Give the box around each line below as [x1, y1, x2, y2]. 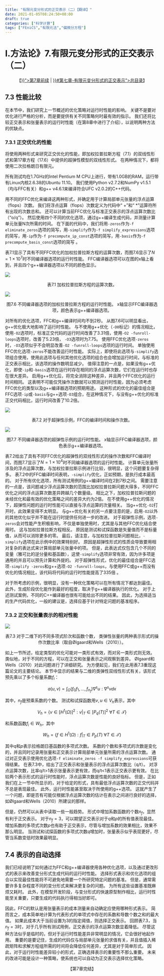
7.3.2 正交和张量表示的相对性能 [5, 612, 78, 619]
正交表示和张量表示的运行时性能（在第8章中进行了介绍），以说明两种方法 [9, 119, 155, 125]
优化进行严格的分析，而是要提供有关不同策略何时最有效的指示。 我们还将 [5, 113, 152, 119]
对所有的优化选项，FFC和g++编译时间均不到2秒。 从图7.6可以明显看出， [5, 317, 151, 323]
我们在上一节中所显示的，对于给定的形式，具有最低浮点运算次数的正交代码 [5, 780, 155, 785]
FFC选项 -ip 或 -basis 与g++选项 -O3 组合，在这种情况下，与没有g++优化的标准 [5, 391, 159, 397]
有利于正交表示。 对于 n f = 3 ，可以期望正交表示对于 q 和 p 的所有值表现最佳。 [5, 815, 157, 823]
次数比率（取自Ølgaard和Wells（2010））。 [42, 639, 126, 645]
